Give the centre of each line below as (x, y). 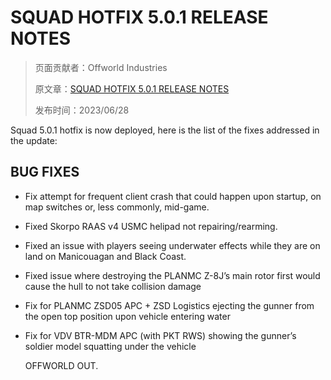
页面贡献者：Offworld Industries (101, 67)
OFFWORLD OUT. (61, 365)
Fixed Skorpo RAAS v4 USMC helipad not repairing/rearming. (151, 226)
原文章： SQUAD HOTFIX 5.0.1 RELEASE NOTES (132, 88)
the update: (34, 140)
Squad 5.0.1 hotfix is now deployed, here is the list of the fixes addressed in (165, 130)
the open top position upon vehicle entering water (127, 316)
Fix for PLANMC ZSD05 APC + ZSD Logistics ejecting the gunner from (169, 305)
